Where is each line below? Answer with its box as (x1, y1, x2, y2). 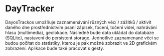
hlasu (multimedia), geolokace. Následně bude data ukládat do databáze (5, 29, 155, 35)
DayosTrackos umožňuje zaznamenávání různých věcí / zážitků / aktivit (5, 19, 152, 25)
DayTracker (5, 3, 54, 14)
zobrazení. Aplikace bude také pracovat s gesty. (5, 45, 104, 51)
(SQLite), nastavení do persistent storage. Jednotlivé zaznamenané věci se (5, 35, 159, 41)
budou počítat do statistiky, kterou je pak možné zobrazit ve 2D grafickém (5, 40, 157, 46)
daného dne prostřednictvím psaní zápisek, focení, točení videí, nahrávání (5, 24, 157, 30)
